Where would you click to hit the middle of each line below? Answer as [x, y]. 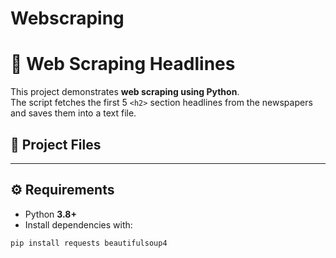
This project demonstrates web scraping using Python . [125, 92]
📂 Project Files [56, 144]
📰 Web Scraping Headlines [123, 64]
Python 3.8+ [50, 214]
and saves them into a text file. [73, 113]
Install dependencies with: [78, 224]
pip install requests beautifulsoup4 [89, 243]
